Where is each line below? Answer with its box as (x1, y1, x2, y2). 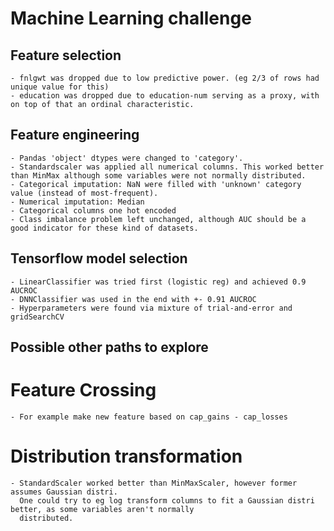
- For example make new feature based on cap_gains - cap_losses (10, 412, 288, 422)
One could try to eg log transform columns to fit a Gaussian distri (19, 495, 315, 506)
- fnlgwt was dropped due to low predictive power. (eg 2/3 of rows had (10, 73, 320, 83)
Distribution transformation (10, 445, 243, 468)
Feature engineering (10, 127, 140, 144)
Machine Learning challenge (10, 7, 252, 30)
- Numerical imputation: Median (10, 197, 145, 207)
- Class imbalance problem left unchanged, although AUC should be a (10, 214, 307, 224)
